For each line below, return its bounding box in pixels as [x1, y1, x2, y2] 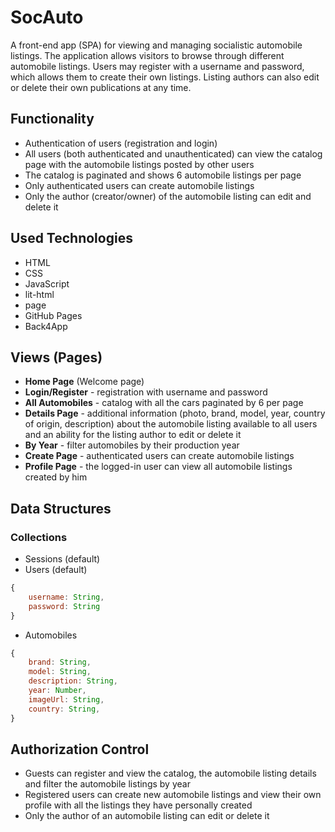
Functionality [10, 111, 95, 128]
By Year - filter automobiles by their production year [24, 439, 240, 451]
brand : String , [28, 657, 92, 668]
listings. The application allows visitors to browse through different [10, 49, 285, 61]
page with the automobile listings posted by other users [24, 158, 255, 170]
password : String [28, 601, 101, 611]
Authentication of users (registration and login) [24, 137, 218, 149]
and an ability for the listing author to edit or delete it [24, 429, 242, 441]
